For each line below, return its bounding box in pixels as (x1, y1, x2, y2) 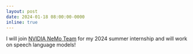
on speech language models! (6, 41, 76, 48)
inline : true (6, 19, 38, 25)
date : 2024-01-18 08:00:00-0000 (6, 14, 85, 20)
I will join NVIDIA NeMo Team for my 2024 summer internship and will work (6, 35, 188, 42)
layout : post (6, 8, 38, 15)
